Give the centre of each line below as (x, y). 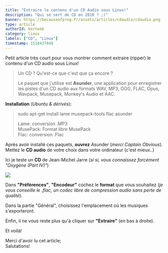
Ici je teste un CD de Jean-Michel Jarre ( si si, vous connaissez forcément (82, 159)
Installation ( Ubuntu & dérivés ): (39, 104)
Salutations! (18, 246)
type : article (20, 24)
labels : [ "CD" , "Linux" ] (32, 39)
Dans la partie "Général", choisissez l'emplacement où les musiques (77, 205)
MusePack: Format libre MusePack (54, 129)
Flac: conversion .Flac (41, 134)
